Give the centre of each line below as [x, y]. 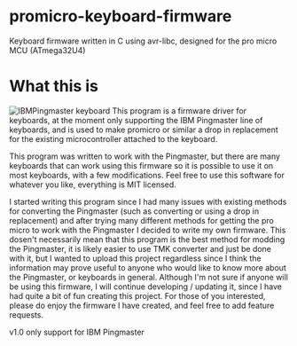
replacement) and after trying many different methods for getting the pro [142, 220]
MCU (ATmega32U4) [47, 50]
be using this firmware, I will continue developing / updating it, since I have [145, 287]
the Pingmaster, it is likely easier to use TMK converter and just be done [141, 248]
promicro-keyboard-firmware [121, 16]
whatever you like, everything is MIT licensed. [93, 185]
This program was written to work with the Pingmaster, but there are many [145, 156]
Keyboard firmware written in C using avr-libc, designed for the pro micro [143, 41]
